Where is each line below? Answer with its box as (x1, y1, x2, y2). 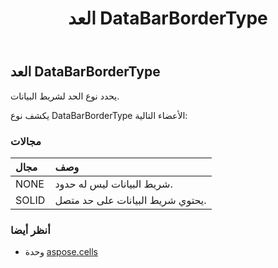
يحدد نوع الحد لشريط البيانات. (10, 90, 120, 102)
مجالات (10, 134, 42, 148)
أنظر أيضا (10, 223, 51, 237)
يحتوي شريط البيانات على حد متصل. (54, 193, 207, 207)
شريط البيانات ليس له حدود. (54, 177, 173, 191)
